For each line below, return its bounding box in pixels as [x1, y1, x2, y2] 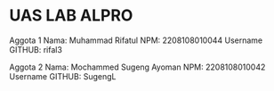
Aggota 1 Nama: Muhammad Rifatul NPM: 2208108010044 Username [9, 35, 263, 45]
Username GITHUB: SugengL [9, 70, 117, 81]
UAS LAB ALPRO [9, 5, 133, 26]
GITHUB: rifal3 [9, 44, 62, 54]
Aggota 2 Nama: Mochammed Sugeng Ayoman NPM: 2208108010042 [9, 62, 266, 72]
